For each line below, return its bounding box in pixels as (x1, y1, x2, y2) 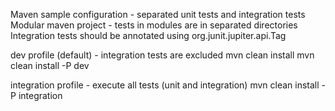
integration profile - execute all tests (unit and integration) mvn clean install (10, 79, 320, 91)
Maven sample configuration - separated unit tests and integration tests (10, 9, 306, 20)
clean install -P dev (10, 60, 90, 71)
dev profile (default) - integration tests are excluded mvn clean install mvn (10, 49, 315, 61)
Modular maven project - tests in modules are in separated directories (10, 19, 298, 31)
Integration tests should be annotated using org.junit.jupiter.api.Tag (10, 30, 287, 41)
